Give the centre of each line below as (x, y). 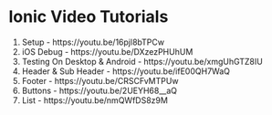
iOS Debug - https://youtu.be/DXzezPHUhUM (107, 51)
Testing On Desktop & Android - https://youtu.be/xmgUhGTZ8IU (142, 61)
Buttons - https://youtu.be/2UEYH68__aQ (99, 90)
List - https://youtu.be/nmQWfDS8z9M (94, 100)
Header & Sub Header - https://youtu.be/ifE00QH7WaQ (126, 71)
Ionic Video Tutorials (89, 17)
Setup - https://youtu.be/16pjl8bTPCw (93, 42)
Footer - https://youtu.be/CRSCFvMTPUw (100, 80)
